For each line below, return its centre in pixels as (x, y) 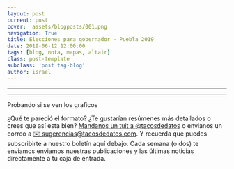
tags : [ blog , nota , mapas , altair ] (59, 53)
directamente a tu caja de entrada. (56, 158)
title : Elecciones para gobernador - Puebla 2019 (81, 40)
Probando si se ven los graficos (53, 104)
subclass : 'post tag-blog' (46, 65)
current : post (28, 20)
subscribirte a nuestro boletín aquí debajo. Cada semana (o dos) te (103, 143)
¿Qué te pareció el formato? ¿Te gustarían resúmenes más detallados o (109, 118)
